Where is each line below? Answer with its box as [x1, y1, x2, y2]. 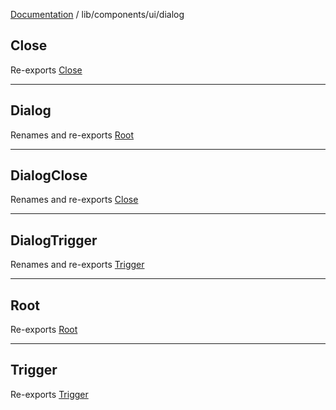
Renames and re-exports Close [10, 194, 139, 206]
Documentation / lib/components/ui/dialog [10, 9, 185, 20]
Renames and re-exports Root [10, 129, 135, 141]
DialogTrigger [10, 232, 98, 249]
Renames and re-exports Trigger [10, 259, 145, 271]
